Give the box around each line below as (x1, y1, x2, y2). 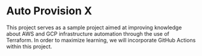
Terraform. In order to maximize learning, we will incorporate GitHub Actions (6, 36, 196, 43)
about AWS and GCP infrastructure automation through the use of (6, 30, 170, 37)
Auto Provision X (6, 4, 92, 18)
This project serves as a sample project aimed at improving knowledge (6, 24, 182, 31)
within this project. (6, 43, 52, 50)
